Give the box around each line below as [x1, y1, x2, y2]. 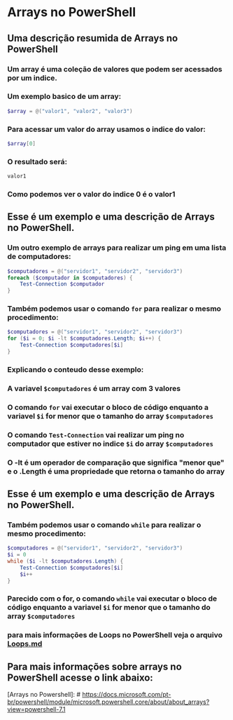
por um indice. [7, 73, 58, 83]
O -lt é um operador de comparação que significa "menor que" [7, 458, 225, 467]
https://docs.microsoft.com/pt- [82, 691, 171, 699]
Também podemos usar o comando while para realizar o [7, 520, 202, 530]
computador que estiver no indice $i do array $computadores [7, 439, 213, 448]
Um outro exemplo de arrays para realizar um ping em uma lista [7, 243, 227, 253]
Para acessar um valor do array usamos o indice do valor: [7, 124, 206, 134]
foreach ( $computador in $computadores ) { [7, 274, 133, 281]
